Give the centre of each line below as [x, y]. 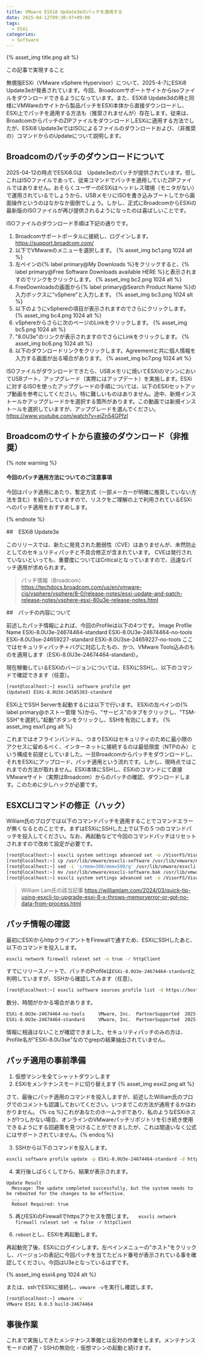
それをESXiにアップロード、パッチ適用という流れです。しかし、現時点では [99, 762]
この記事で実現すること [35, 70]
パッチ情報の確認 [38, 924]
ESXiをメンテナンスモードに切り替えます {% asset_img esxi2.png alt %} [105, 1084]
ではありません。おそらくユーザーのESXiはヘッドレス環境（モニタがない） [103, 187]
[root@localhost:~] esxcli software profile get [69, 686]
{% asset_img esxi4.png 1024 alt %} [51, 1275]
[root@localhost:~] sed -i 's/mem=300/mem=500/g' [70, 867]
